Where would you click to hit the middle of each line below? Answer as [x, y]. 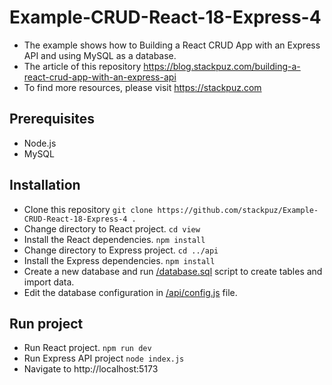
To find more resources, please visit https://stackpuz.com [142, 87]
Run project [46, 323]
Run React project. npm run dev [87, 348]
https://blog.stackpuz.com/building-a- [222, 66]
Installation [45, 185]
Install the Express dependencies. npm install [119, 260]
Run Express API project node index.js [104, 358]
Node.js [40, 143]
